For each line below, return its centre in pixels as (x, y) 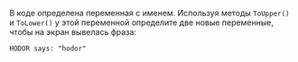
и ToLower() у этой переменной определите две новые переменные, (141, 22)
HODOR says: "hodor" (48, 49)
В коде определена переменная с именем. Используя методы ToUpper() (150, 13)
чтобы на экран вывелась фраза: (73, 32)
